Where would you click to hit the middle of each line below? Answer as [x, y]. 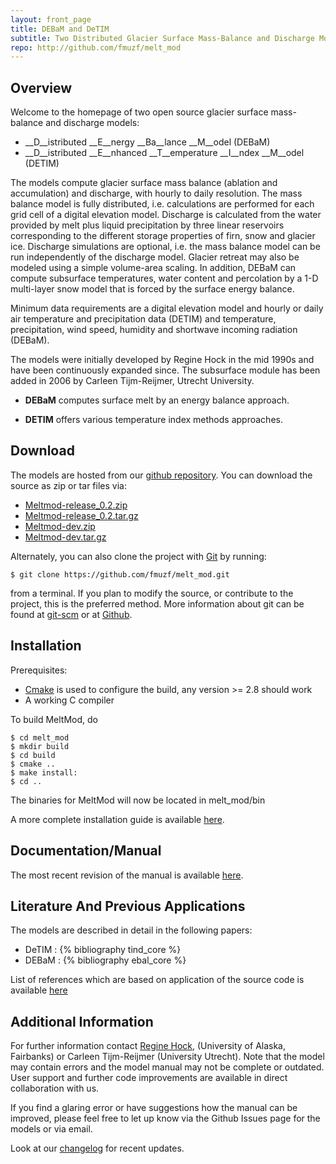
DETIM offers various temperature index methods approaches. [153, 420]
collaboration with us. [55, 1088]
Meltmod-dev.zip [60, 526]
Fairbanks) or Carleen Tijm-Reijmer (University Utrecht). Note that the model [167, 1057]
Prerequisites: [39, 670]
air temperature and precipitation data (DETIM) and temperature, [143, 319]
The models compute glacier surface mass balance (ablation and [144, 183]
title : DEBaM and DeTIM [60, 29]
